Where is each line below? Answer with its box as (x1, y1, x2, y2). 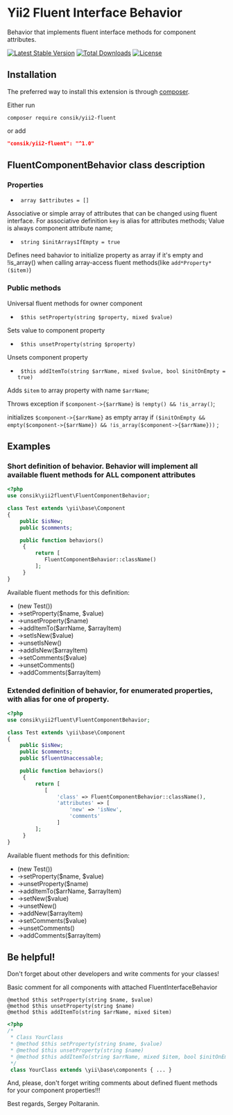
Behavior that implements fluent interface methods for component (7, 28, 196, 36)
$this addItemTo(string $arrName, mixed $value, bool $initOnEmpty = (20, 367, 226, 375)
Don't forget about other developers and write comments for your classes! (7, 970, 220, 978)
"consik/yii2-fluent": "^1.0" (7, 140, 95, 147)
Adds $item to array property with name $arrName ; (7, 386, 150, 394)
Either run (7, 101, 35, 109)
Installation (7, 69, 57, 81)
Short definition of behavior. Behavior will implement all (7, 461, 198, 471)
